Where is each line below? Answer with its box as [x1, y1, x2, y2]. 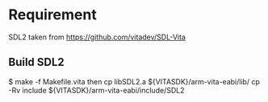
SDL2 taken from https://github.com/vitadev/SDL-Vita [8, 32, 186, 42]
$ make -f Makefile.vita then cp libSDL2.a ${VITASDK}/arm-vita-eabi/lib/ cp [8, 76, 261, 86]
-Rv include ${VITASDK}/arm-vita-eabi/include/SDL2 [8, 85, 185, 95]
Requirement [8, 6, 97, 24]
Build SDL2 [8, 55, 65, 69]
